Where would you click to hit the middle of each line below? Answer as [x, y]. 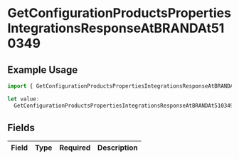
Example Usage [43, 70]
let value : [23, 99]
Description [118, 148]
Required [75, 148]
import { [20, 86]
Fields [21, 128]
